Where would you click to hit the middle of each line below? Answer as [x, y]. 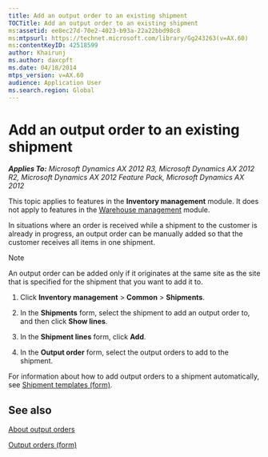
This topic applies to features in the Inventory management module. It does [134, 202]
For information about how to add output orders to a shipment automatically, [134, 376]
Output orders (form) [43, 445]
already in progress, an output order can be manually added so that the [126, 234]
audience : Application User [55, 82]
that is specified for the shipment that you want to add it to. [106, 282]
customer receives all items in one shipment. [82, 243]
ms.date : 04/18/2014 [43, 68]
